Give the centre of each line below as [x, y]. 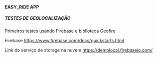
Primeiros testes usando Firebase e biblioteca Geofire [60, 31]
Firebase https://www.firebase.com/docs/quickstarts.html [64, 40]
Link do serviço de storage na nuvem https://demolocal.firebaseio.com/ [79, 50]
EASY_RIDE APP [22, 7]
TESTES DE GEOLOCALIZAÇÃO [38, 18]
